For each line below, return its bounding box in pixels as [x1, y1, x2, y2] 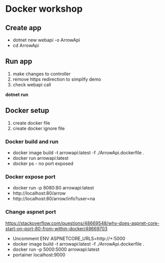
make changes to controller [12, 70, 71, 77]
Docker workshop [5, 3, 83, 15]
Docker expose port [5, 173, 56, 180]
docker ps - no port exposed [12, 160, 73, 166]
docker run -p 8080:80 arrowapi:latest [12, 185, 94, 191]
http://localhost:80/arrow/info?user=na [12, 196, 95, 202]
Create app [5, 23, 42, 32]
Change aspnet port [5, 208, 56, 216]
